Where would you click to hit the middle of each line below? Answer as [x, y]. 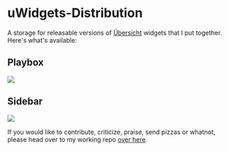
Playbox [25, 63]
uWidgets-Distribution [75, 13]
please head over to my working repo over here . [78, 139]
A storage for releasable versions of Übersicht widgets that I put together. [115, 33]
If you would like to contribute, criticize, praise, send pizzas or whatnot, [112, 132]
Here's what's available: [42, 40]
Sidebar [25, 102]
